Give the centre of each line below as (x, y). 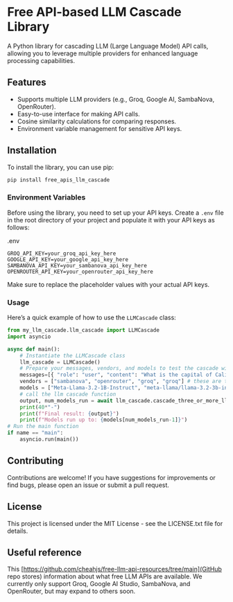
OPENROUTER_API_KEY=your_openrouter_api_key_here (80, 272)
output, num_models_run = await (66, 400)
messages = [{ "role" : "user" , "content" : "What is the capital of (116, 375)
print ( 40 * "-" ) (40, 407)
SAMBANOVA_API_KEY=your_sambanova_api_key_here (77, 265)
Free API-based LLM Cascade (94, 12)
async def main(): (34, 349)
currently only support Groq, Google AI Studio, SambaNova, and (99, 584)
